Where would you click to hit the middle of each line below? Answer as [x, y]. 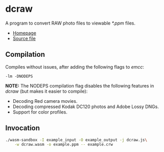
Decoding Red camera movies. [45, 101]
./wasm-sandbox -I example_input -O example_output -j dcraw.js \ [76, 140]
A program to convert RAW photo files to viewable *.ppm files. [70, 23]
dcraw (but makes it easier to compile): [46, 91]
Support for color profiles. [40, 112]
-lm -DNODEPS [19, 76]
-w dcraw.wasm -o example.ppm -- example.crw [64, 145]
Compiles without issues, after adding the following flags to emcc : [75, 67]
